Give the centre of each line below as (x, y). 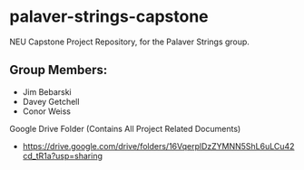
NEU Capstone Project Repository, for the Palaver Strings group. (129, 42)
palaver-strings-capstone (109, 17)
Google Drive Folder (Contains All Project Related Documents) (125, 128)
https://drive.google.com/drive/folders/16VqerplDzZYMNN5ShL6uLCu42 (158, 146)
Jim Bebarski (47, 91)
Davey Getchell (51, 101)
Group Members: (59, 70)
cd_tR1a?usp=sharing (62, 156)
